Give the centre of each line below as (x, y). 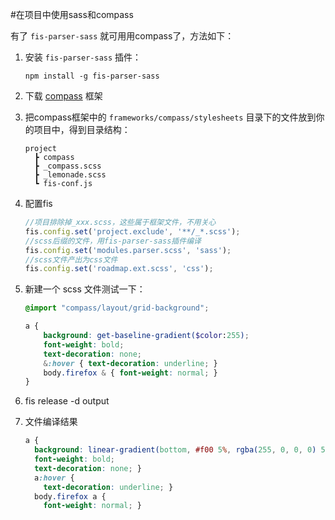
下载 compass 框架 (63, 96)
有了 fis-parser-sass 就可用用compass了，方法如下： (122, 36)
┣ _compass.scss (68, 166)
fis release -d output (67, 401)
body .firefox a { (70, 496)
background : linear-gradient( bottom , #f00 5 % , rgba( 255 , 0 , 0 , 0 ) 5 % (182, 450)
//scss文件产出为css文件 (71, 259)
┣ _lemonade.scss (70, 175)
